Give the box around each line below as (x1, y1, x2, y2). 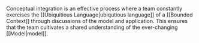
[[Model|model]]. (6, 30, 49, 37)
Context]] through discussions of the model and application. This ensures (6, 18, 188, 24)
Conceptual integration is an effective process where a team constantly (6, 5, 183, 12)
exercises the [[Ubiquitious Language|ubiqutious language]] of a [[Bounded (6, 11, 193, 18)
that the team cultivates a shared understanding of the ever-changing (6, 24, 178, 31)
